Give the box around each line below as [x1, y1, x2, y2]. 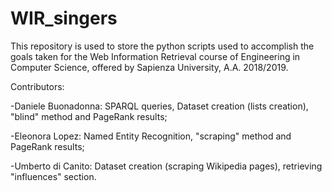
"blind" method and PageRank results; [10, 110, 168, 122]
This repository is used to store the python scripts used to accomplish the [10, 40, 315, 52]
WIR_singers [10, 7, 118, 30]
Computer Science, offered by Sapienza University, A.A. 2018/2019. [10, 61, 289, 73]
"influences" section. [10, 170, 97, 182]
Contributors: [10, 80, 65, 92]
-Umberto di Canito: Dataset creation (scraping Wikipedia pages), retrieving [10, 160, 323, 172]
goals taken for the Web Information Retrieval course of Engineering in [10, 50, 301, 62]
